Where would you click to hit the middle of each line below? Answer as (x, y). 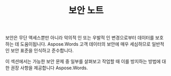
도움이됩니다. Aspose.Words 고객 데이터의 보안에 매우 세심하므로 (85, 44)
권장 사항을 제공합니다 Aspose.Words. (49, 68)
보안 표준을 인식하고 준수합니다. (42, 51)
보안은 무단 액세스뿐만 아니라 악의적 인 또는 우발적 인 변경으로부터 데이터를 (80, 38)
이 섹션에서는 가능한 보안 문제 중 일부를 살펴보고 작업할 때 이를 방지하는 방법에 (83, 62)
